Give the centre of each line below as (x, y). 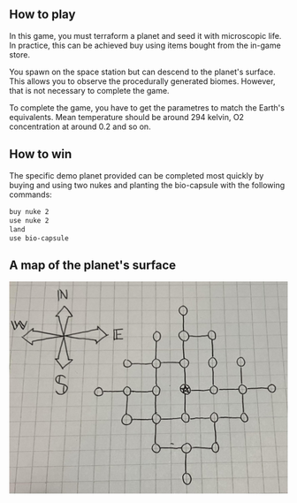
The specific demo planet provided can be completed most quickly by (137, 175)
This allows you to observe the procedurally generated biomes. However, (142, 81)
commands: (31, 194)
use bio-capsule (39, 238)
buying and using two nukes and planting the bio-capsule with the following (147, 185)
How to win (41, 154)
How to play (42, 15)
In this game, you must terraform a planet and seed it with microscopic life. (145, 35)
